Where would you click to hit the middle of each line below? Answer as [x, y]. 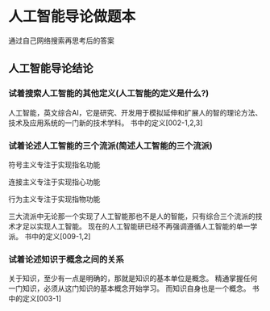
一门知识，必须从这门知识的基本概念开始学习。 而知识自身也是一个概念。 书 [134, 288]
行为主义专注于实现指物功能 [54, 199]
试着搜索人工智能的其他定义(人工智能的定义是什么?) [109, 94]
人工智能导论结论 [51, 68]
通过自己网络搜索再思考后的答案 [61, 40]
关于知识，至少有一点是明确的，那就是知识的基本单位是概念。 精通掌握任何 [133, 279]
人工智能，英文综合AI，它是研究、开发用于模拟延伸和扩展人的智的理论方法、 [135, 112]
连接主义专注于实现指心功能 [54, 182]
